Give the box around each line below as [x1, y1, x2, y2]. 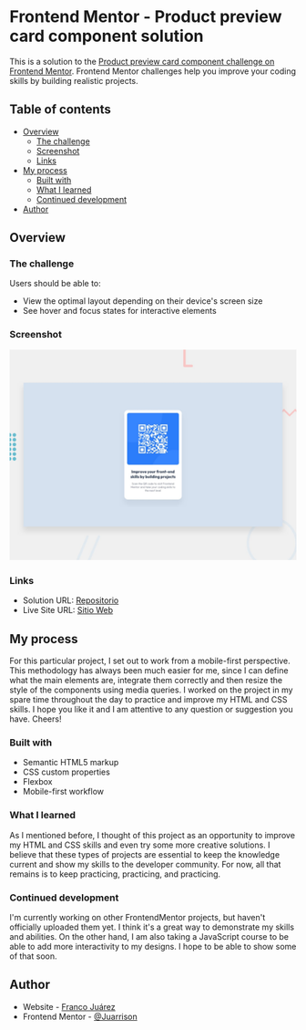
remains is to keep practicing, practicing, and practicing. [9, 869, 221, 879]
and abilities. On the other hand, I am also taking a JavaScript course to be [9, 931, 290, 942]
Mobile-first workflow [22, 786, 105, 797]
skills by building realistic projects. [9, 75, 138, 86]
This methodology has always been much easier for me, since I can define [9, 664, 289, 676]
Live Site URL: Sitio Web [22, 605, 114, 616]
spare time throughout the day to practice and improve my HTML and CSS [9, 693, 288, 704]
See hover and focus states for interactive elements [22, 306, 217, 317]
